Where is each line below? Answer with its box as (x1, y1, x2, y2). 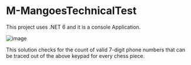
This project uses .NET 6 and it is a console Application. (6, 23, 141, 30)
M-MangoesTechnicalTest (6, 4, 137, 18)
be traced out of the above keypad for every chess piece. (6, 52, 145, 59)
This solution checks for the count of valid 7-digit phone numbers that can (6, 46, 186, 53)
